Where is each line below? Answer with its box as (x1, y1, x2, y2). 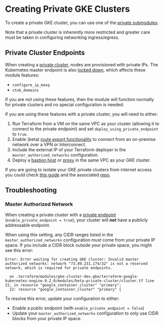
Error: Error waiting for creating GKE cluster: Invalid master (5, 257, 139, 262)
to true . (12, 131, 28, 137)
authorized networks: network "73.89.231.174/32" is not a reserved (5, 261, 148, 266)
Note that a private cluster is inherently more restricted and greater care (5, 29, 150, 35)
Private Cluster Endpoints (5, 49, 85, 57)
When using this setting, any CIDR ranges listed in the (5, 232, 114, 238)
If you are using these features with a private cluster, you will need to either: (5, 111, 158, 117)
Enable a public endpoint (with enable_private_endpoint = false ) (12, 305, 144, 311)
